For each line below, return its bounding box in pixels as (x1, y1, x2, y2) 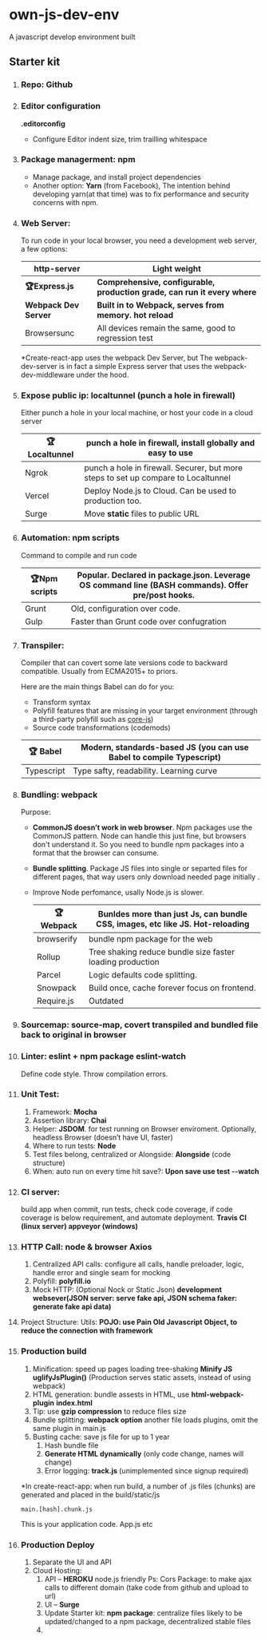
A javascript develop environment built (9, 32, 136, 42)
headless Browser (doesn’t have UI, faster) (32, 1132, 174, 1142)
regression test (96, 333, 154, 344)
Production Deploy (20, 1539, 95, 1550)
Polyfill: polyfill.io (32, 1276, 91, 1286)
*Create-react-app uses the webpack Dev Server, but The (20, 353, 213, 363)
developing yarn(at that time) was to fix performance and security (32, 189, 250, 199)
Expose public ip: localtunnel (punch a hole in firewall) (20, 390, 236, 401)
